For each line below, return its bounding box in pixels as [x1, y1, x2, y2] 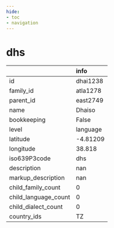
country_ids [9, 213, 42, 221]
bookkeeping [9, 115, 46, 124]
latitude [9, 135, 30, 143]
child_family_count [9, 183, 61, 192]
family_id [9, 87, 34, 95]
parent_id [9, 96, 36, 105]
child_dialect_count [9, 203, 63, 211]
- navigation [6, 20, 39, 26]
